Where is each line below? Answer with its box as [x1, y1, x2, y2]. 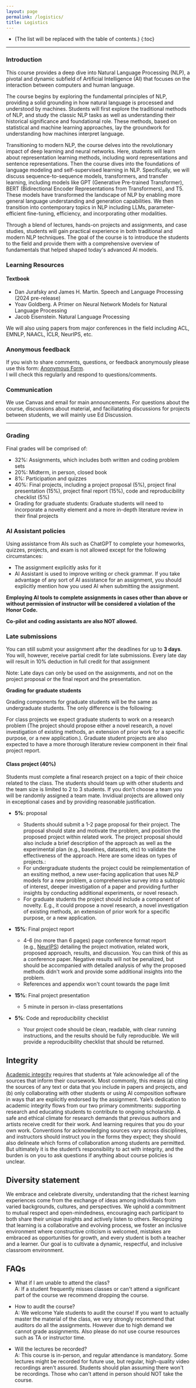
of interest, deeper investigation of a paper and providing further [23, 883, 179, 890]
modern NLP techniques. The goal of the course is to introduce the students [6, 234, 190, 241]
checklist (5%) [14, 493, 50, 501]
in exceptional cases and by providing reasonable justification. [6, 798, 156, 805]
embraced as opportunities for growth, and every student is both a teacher [6, 1234, 185, 1242]
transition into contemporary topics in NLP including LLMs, [6, 203, 147, 211]
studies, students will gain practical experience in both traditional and [6, 227, 173, 234]
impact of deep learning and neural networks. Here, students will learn [6, 148, 176, 155]
